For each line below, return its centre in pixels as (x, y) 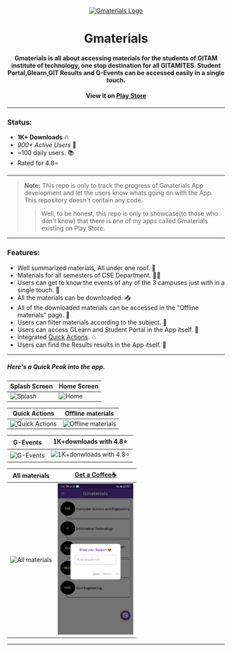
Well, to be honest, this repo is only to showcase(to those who (130, 213)
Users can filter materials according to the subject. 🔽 (92, 322)
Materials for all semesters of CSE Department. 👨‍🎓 (89, 275)
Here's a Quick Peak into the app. (56, 367)
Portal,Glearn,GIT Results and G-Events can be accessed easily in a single (116, 73)
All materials (31, 476)
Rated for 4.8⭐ (38, 163)
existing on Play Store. (73, 229)
